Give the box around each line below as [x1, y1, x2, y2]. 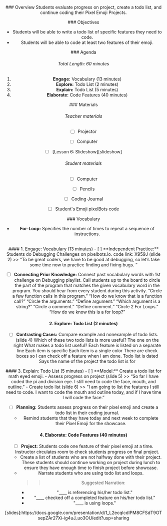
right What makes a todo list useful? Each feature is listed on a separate [13, 342, 161, 349]
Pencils [79, 186, 95, 192]
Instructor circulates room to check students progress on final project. [15, 449, 159, 455]
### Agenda [70, 49, 96, 55]
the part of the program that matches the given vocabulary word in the [14, 282, 160, 289]
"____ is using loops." [73, 500, 116, 506]
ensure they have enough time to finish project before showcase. [23, 465, 158, 471]
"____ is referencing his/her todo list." [56, 489, 133, 495]
